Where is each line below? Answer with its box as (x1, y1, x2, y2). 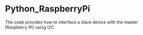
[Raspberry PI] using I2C (5, 24, 54, 30)
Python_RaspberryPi (5, 3, 91, 14)
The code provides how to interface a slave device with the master (5, 19, 138, 25)
